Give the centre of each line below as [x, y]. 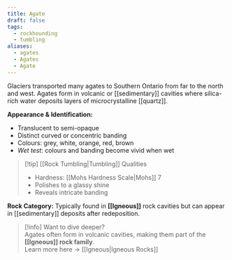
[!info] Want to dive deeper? [65, 227]
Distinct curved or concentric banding [72, 135]
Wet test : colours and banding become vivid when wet [96, 150]
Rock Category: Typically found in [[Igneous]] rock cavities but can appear [116, 206]
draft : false [26, 20]
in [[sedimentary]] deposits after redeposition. [74, 213]
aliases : [20, 46]
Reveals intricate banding [71, 192]
